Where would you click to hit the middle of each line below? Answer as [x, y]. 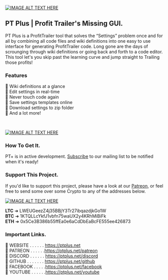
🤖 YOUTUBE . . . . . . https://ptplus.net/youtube [52, 272]
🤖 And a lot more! [23, 113]
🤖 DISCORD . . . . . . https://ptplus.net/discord [52, 256]
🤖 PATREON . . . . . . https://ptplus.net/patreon [51, 251]
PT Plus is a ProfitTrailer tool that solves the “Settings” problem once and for [84, 36]
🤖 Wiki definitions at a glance [35, 86]
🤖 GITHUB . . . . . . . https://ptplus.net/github [50, 261]
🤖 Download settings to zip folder [40, 108]
